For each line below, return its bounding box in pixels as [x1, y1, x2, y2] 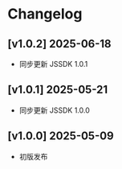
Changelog [7, 5, 83, 23]
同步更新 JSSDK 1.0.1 [18, 60, 88, 68]
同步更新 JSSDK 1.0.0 [18, 105, 90, 115]
